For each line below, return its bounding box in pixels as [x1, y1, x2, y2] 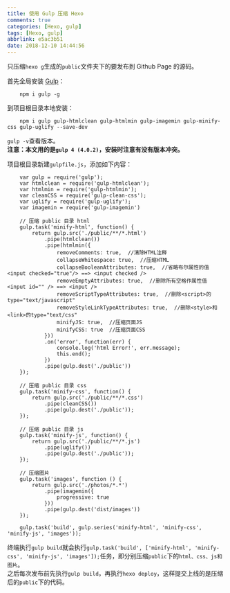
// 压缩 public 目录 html [19, 218, 90, 224]
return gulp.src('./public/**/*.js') [32, 438, 140, 445]
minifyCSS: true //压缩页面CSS [56, 326, 146, 333]
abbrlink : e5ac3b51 [7, 36, 64, 43]
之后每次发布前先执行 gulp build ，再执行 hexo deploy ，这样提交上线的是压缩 [7, 569, 224, 577]
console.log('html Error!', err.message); [56, 344, 181, 351]
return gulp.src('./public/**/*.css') [32, 394, 144, 401]
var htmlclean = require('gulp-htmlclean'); [19, 180, 150, 187]
